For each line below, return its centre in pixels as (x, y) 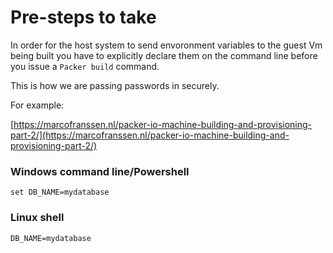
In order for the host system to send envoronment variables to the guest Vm (166, 45)
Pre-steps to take (83, 17)
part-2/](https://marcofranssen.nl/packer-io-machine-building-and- (150, 135)
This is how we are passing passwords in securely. (115, 85)
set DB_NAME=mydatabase (60, 192)
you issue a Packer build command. (85, 66)
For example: (37, 105)
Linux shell (37, 218)
